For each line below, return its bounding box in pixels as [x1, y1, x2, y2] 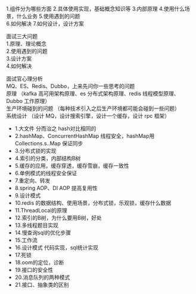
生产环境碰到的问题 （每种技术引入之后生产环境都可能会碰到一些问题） [6, 105, 180, 112]
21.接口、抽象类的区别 [14, 282, 70, 288]
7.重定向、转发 [14, 177, 51, 184]
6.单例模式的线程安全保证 [14, 170, 77, 177]
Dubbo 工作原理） [6, 98, 51, 104]
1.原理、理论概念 [6, 40, 46, 47]
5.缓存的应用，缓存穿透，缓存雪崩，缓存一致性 [14, 162, 129, 169]
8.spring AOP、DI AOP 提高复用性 [14, 184, 98, 192]
